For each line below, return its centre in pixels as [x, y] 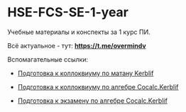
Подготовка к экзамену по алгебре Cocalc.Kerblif [93, 101]
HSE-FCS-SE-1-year [68, 12]
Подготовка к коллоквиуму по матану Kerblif [86, 73]
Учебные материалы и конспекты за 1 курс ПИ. [79, 32]
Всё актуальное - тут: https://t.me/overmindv [77, 45]
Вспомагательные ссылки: [48, 59]
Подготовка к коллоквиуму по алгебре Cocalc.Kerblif [98, 86]
